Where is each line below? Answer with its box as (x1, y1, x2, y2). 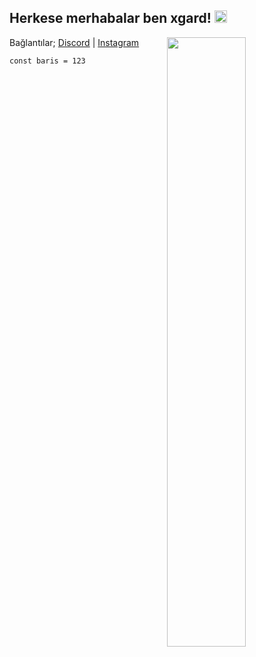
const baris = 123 (9, 56, 86, 66)
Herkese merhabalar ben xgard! (9, 10, 212, 27)
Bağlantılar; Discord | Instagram (9, 36, 140, 48)
